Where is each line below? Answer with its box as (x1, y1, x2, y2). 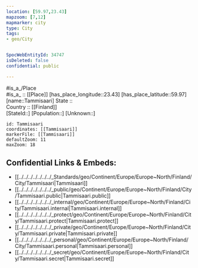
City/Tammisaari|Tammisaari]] (14, 180, 88, 187)
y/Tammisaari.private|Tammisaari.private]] (14, 230, 118, 237)
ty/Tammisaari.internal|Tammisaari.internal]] (14, 205, 122, 212)
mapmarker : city (6, 20, 46, 25)
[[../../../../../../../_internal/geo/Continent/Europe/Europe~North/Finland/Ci (14, 199, 191, 206)
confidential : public (6, 63, 60, 69)
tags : (6, 31, 19, 37)
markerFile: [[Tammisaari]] (6, 131, 75, 137)
